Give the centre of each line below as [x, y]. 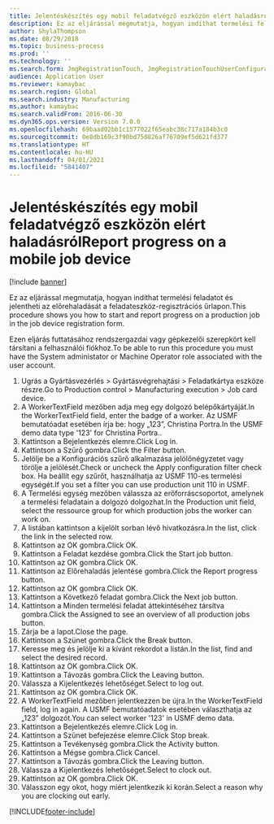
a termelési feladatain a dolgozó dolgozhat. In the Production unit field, [139, 502]
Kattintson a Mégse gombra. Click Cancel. [90, 752]
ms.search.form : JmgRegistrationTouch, [77, 69]
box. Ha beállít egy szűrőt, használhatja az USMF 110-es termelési [131, 476]
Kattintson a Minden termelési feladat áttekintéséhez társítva [122, 606]
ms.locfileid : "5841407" [51, 168]
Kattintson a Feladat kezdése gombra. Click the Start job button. [127, 554]
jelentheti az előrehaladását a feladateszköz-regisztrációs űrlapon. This [128, 307]
